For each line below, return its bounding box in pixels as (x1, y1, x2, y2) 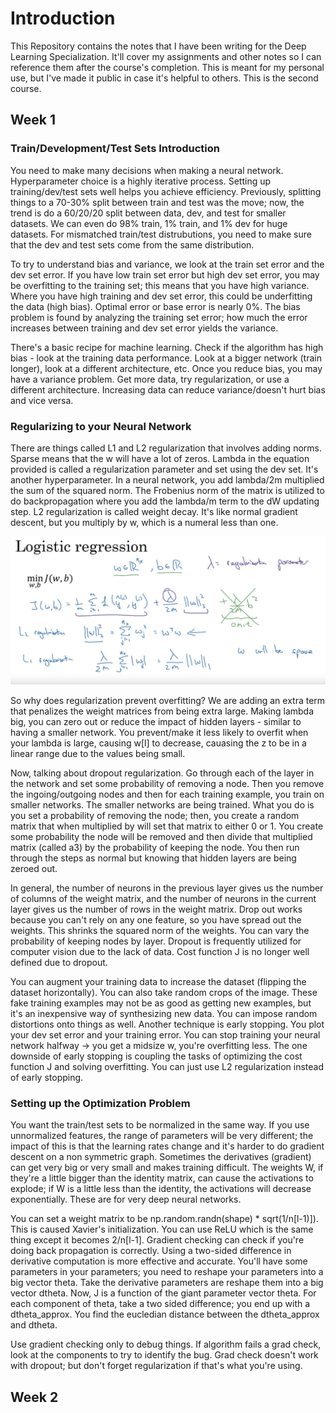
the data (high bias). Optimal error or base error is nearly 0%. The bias (10, 300, 301, 312)
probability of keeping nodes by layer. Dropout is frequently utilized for (10, 935, 302, 947)
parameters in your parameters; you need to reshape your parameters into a (10, 1266, 324, 1278)
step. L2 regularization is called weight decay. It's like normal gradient (10, 505, 298, 517)
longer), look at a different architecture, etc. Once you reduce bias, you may (10, 362, 323, 374)
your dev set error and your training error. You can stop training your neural (10, 1029, 321, 1041)
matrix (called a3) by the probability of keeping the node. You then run (10, 842, 300, 854)
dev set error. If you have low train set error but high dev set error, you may (10, 268, 320, 281)
